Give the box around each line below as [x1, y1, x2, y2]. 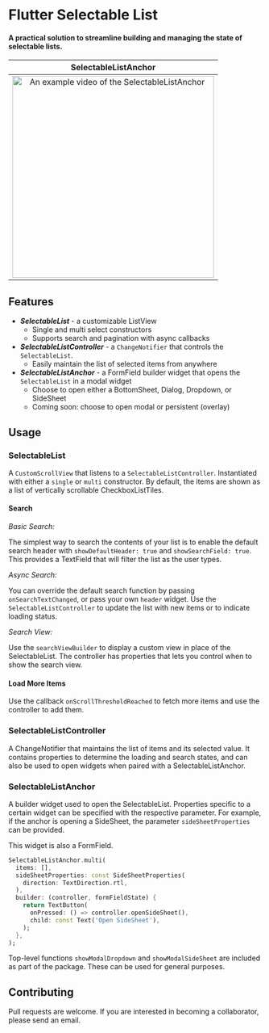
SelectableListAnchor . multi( [8, 856, 106, 864]
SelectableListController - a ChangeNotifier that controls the [19, 342, 224, 352]
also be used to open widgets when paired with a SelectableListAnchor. [8, 761, 246, 771]
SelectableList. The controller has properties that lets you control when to [8, 652, 252, 661]
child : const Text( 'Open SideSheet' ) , [29, 916, 160, 924]
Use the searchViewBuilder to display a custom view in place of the [8, 643, 231, 653]
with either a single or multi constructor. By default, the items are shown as [8, 477, 261, 486]
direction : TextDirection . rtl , [23, 879, 128, 887]
